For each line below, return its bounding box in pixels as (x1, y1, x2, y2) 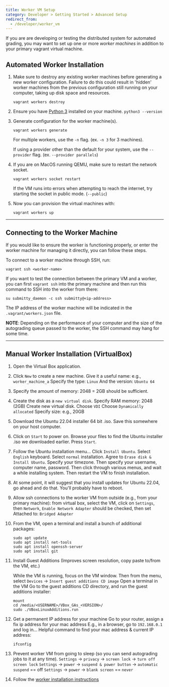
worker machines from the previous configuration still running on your (13, 84, 158, 91)
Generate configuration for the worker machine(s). (13, 118, 117, 124)
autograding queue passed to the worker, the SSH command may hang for (6, 325, 159, 331)
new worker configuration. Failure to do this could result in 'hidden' (13, 79, 152, 85)
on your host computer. (13, 423, 62, 430)
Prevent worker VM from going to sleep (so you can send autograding (13, 650, 157, 656)
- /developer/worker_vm (10, 21, 60, 27)
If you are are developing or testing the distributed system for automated (6, 35, 156, 41)
